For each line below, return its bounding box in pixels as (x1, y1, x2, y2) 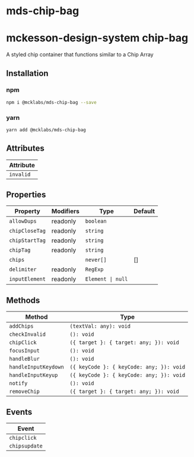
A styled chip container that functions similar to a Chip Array (6, 51, 154, 58)
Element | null (85, 276, 128, 283)
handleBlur (9, 356, 40, 363)
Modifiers (51, 207, 80, 215)
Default (133, 207, 155, 215)
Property (14, 207, 40, 215)
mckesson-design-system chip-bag (6, 31, 189, 45)
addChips (9, 323, 34, 330)
